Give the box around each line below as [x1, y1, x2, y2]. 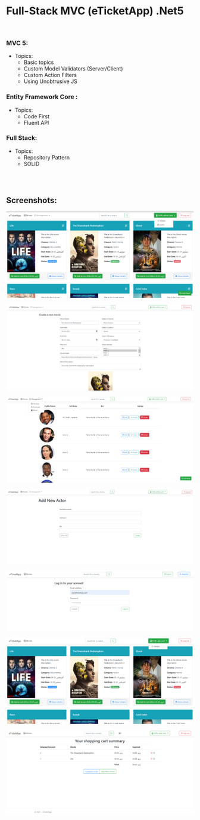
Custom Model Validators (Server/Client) [23, 65, 123, 72]
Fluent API [23, 119, 49, 126]
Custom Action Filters [23, 72, 77, 79]
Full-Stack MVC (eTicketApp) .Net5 [6, 4, 185, 18]
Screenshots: [6, 195, 58, 205]
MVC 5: [6, 39, 29, 47]
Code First [23, 112, 49, 120]
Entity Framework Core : [6, 93, 78, 101]
